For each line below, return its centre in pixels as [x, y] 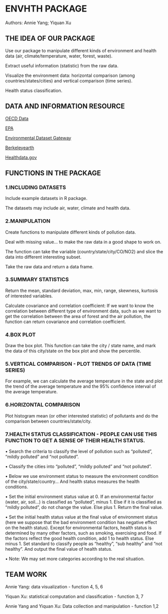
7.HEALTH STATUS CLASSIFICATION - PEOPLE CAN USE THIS [81, 434]
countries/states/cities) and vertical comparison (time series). [69, 80]
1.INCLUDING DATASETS [36, 187]
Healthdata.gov [21, 157]
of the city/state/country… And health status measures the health [72, 482]
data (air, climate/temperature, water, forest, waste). [59, 56]
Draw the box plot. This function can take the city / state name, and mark [81, 346]
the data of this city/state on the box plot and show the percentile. [73, 351]
